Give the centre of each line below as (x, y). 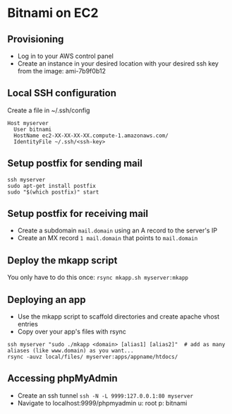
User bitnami (33, 129)
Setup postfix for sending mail (75, 164)
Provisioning (36, 39)
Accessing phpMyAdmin (62, 378)
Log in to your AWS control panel (66, 56)
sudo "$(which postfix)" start (53, 192)
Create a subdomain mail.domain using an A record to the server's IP (117, 230)
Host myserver (28, 123)
